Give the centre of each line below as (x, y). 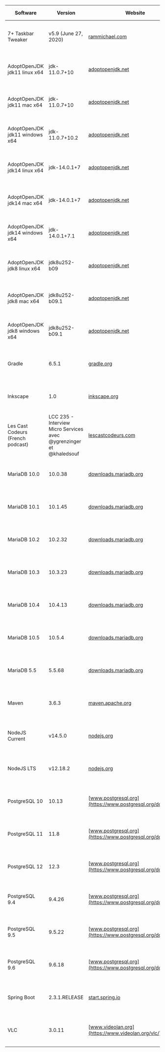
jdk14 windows (25, 233)
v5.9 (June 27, (66, 33)
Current (16, 739)
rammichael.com (107, 37)
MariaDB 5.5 (22, 670)
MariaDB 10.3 (24, 572)
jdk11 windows (25, 135)
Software (26, 13)
